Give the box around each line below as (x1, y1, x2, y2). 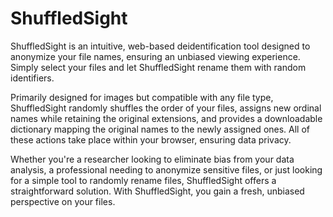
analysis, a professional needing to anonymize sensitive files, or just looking (10, 163, 323, 176)
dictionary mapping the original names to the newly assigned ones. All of (10, 123, 311, 135)
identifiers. (10, 72, 55, 84)
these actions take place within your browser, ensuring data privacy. (10, 133, 292, 146)
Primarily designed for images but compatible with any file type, (10, 91, 274, 103)
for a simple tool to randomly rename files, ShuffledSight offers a (10, 174, 277, 186)
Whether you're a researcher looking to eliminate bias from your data (10, 153, 295, 165)
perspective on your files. (10, 195, 116, 207)
